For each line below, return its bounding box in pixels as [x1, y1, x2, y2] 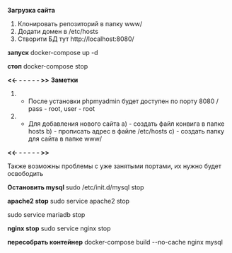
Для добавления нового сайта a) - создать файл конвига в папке [28, 119, 225, 128]
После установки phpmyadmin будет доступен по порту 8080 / [28, 97, 219, 105]
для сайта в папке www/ [28, 134, 103, 143]
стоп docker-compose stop [7, 62, 88, 70]
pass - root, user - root [28, 105, 95, 112]
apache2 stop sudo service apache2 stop [7, 197, 129, 205]
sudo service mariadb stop [7, 211, 86, 218]
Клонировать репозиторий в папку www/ [17, 20, 143, 28]
